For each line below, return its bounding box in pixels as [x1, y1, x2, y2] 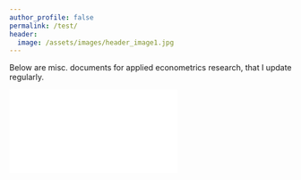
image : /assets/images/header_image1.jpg [17, 37, 175, 47]
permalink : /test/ [9, 21, 78, 30]
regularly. [9, 72, 45, 83]
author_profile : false [9, 12, 94, 22]
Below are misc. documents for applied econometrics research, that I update [9, 62, 293, 73]
